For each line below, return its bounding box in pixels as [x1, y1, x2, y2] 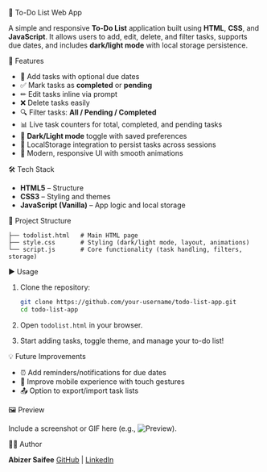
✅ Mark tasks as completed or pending [19, 81, 153, 90]
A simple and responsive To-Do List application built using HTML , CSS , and [8, 23, 260, 32]
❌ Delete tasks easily [19, 98, 90, 107]
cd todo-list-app [19, 305, 79, 314]
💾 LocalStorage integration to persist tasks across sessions [19, 140, 216, 149]
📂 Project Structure [8, 216, 72, 225]
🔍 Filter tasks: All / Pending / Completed [19, 107, 157, 117]
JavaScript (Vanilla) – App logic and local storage [19, 200, 187, 210]
